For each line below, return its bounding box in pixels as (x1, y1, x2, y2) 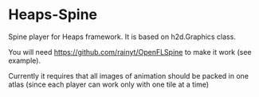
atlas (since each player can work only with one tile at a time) (8, 80, 210, 89)
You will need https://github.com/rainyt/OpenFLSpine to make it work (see (8, 47, 252, 56)
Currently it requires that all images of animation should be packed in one (8, 71, 249, 80)
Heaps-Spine (8, 6, 98, 24)
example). (8, 56, 41, 65)
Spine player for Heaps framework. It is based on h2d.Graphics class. (8, 32, 237, 41)
